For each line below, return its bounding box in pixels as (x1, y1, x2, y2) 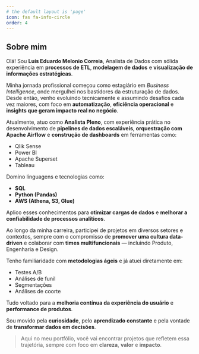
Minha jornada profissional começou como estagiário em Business (6, 82, 169, 89)
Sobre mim (6, 42, 48, 52)
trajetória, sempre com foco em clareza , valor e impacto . (20, 342, 162, 349)
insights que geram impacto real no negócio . (6, 107, 119, 114)
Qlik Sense (14, 143, 42, 150)
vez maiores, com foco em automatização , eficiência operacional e (6, 101, 174, 108)
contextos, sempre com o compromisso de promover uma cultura (6, 233, 169, 240)
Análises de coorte (14, 288, 61, 295)
